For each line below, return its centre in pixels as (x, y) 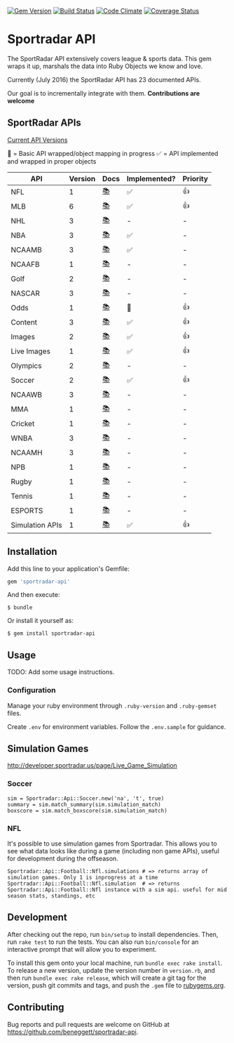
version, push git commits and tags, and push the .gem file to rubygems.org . (117, 985)
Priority (195, 178)
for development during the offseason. (63, 858)
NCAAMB (26, 250)
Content (24, 322)
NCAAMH (27, 453)
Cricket (23, 424)
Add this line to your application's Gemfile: (68, 568)
